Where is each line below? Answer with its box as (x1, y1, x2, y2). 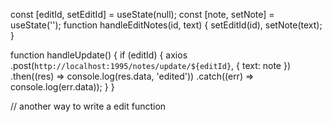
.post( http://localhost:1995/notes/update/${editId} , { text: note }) (10, 60, 291, 71)
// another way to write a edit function (10, 100, 167, 112)
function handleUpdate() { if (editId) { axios (10, 49, 188, 61)
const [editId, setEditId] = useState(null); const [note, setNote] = (10, 9, 275, 20)
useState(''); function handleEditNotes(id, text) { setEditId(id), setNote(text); (10, 19, 323, 31)
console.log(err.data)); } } (10, 81, 115, 93)
